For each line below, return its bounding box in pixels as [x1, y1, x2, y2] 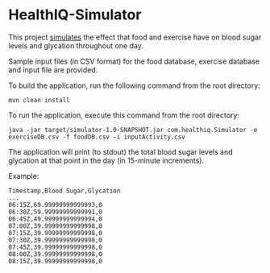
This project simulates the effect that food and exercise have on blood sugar [8, 32, 262, 42]
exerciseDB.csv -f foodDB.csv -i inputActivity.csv [8, 133, 185, 141]
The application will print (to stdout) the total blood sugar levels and [8, 147, 233, 156]
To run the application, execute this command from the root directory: [8, 110, 240, 120]
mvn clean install [8, 96, 70, 104]
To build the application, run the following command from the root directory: [8, 81, 260, 90]
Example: [8, 171, 39, 180]
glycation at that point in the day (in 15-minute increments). [8, 155, 204, 165]
